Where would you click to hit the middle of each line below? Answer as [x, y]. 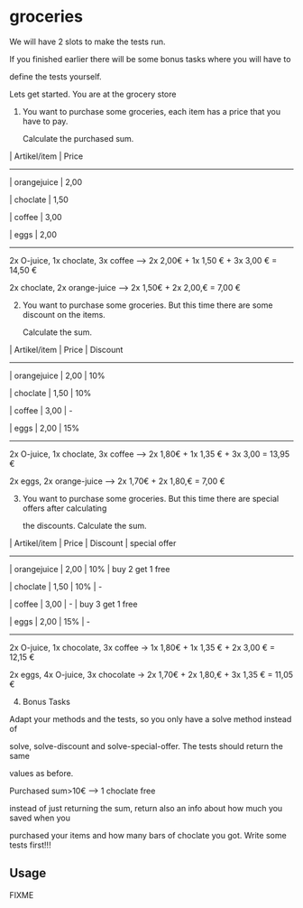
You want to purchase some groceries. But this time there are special [151, 498]
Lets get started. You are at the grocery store [93, 94]
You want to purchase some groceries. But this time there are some [147, 305]
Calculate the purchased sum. [78, 138]
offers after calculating [64, 508]
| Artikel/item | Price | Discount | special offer [93, 542]
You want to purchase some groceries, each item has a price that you [151, 111]
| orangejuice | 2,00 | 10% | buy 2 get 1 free [90, 569]
